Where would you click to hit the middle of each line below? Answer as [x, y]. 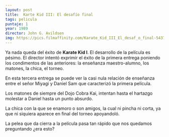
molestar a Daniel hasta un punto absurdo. [49, 98]
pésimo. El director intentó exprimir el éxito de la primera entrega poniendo [83, 57]
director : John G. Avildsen [35, 33]
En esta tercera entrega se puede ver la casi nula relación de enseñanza [80, 78]
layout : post [19, 10]
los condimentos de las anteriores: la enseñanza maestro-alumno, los [77, 63]
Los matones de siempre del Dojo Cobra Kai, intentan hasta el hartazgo [79, 93]
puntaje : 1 [17, 24]
